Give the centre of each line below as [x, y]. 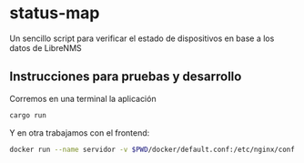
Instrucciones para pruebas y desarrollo [126, 77]
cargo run [28, 115]
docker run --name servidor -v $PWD [79, 149]
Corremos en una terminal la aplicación [83, 98]
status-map [55, 13]
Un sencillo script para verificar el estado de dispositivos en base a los [142, 38]
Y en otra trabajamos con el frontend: [80, 132]
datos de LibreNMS [46, 47]
